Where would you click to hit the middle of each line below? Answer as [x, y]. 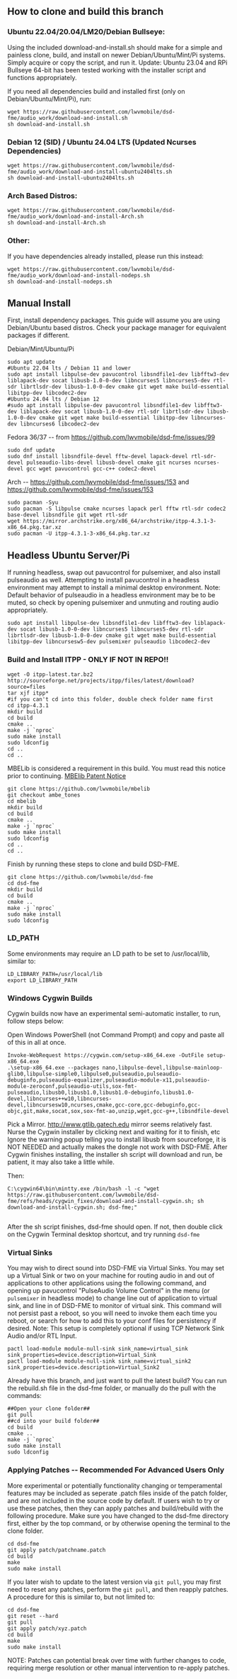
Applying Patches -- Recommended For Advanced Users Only [116, 1470]
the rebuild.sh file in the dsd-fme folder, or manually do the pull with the [112, 1388]
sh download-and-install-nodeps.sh [60, 282]
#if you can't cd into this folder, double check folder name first [110, 699]
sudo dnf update [31, 450]
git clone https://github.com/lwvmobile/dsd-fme [80, 877]
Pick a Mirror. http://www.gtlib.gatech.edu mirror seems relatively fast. [110, 1124]
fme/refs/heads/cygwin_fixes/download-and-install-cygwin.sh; [101, 1202]
